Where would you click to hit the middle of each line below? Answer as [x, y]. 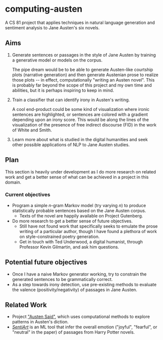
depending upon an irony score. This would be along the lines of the [81, 119]
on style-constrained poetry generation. [59, 236]
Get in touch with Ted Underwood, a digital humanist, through [81, 242]
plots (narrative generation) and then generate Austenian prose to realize [85, 75]
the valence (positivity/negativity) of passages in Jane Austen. [75, 290]
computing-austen [44, 9]
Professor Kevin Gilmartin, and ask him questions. [69, 247]
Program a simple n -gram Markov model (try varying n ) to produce [79, 205]
